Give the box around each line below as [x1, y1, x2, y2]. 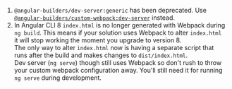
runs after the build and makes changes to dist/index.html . [13, 51, 188, 59]
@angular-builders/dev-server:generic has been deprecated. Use [13, 6, 207, 14]
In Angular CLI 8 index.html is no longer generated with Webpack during [13, 21, 226, 29]
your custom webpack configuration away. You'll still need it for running [13, 66, 223, 74]
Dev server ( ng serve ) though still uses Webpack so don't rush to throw [13, 59, 222, 66]
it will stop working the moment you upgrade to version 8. [13, 36, 182, 44]
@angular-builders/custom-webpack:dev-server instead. [13, 13, 175, 22]
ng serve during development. [13, 73, 102, 82]
